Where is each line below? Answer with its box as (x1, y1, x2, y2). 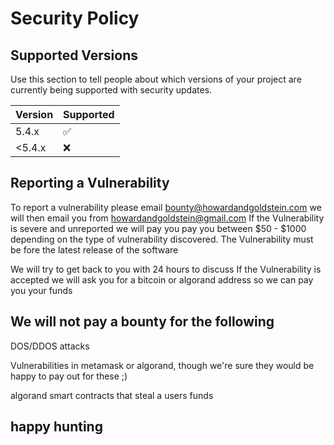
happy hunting (10, 418, 103, 436)
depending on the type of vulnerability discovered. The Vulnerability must (10, 233, 314, 245)
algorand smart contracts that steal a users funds (10, 389, 214, 401)
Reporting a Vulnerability (10, 175, 170, 192)
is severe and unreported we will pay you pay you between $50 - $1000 (10, 222, 307, 234)
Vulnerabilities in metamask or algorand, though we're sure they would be (10, 359, 315, 371)
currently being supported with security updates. (10, 84, 213, 96)
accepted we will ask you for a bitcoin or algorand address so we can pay (10, 273, 314, 286)
